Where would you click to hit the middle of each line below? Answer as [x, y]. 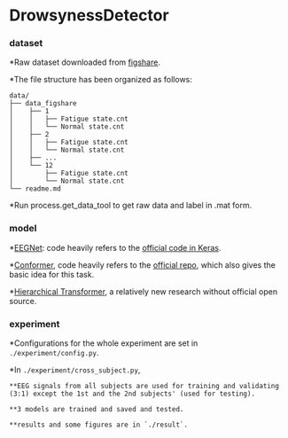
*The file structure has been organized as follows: [101, 80]
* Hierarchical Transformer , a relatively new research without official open [143, 291]
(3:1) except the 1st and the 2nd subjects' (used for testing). [132, 394]
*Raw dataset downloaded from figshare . [85, 62]
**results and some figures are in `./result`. [99, 425]
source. [23, 301]
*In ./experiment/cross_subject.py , [75, 370]
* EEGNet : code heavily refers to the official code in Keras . [115, 247]
